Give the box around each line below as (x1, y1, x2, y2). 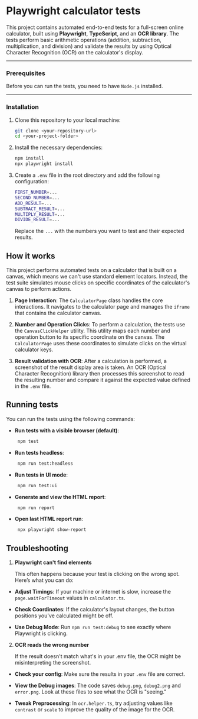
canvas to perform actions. (6, 286, 72, 293)
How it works (6, 251, 55, 261)
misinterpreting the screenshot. (14, 659, 91, 666)
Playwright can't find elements (14, 559, 93, 566)
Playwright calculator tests (6, 4, 141, 18)
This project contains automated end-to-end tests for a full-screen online (6, 24, 184, 31)
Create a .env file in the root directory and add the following (14, 171, 160, 179)
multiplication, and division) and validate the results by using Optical (6, 43, 172, 50)
